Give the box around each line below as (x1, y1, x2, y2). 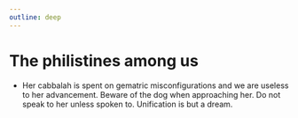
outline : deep (9, 12, 62, 22)
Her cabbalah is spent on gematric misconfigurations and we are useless (21, 80, 289, 91)
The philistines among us (9, 50, 200, 70)
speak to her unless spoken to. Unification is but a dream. (21, 99, 233, 109)
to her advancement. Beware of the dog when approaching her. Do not (21, 89, 281, 100)
